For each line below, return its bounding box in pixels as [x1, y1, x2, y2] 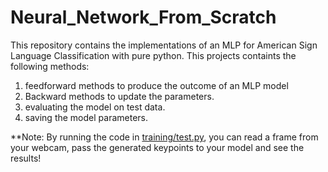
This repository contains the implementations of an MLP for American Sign [10, 39, 318, 51]
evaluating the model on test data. [24, 101, 166, 113]
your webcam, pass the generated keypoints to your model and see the [10, 141, 305, 153]
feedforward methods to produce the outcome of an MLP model [24, 79, 289, 91]
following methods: [10, 60, 90, 72]
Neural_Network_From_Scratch [10, 6, 277, 29]
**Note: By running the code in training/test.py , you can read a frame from [10, 131, 319, 143]
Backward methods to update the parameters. [24, 90, 215, 102]
